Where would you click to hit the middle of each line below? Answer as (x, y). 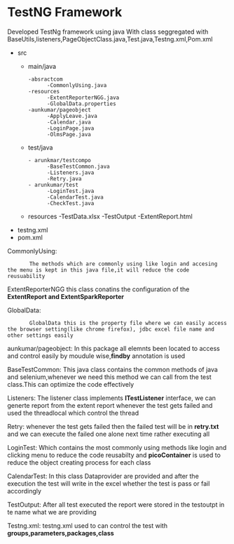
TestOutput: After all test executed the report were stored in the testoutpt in (116, 504)
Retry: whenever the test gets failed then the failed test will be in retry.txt (113, 426)
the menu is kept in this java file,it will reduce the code (98, 270)
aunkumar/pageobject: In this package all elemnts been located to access (114, 348)
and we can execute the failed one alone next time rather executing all (109, 434)
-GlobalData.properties (82, 104)
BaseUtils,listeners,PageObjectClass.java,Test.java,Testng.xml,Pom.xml (110, 39)
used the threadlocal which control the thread (73, 413)
